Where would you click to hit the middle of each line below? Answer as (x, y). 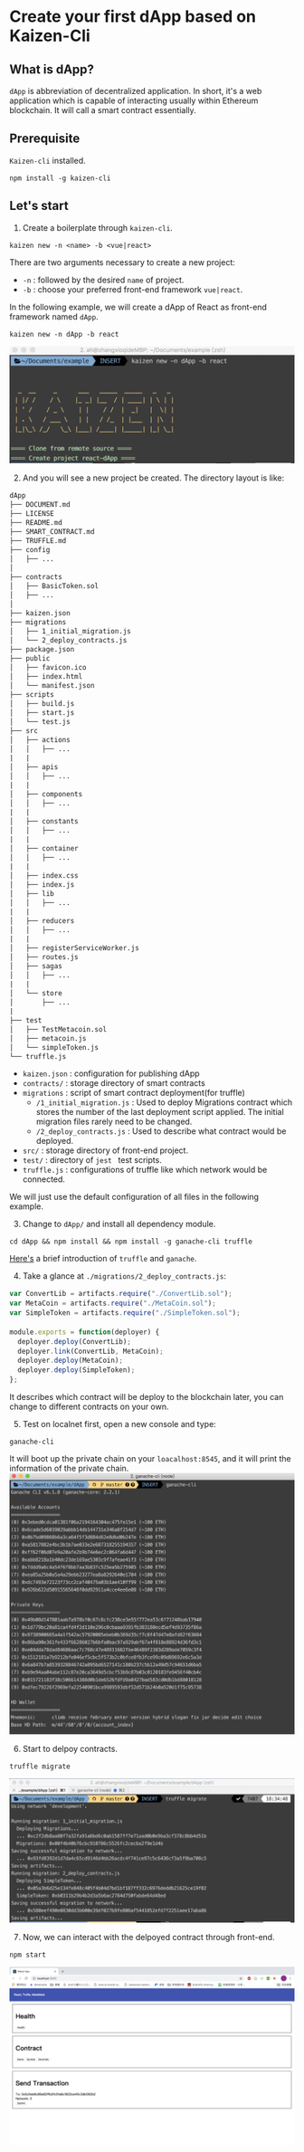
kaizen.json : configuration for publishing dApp (111, 1073)
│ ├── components (46, 795)
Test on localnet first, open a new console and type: (119, 1424)
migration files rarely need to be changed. (114, 1122)
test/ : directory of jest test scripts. (92, 1160)
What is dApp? (52, 69)
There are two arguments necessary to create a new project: (122, 262)
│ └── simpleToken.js (54, 1048)
